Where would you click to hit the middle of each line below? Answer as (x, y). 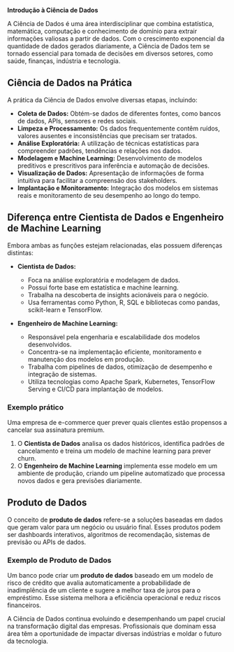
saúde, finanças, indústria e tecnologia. (64, 61)
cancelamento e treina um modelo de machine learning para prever (114, 451)
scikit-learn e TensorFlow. (65, 310)
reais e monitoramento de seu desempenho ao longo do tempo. (109, 195)
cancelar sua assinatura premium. (56, 430)
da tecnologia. (28, 641)
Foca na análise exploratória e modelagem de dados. (104, 280)
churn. (27, 458)
